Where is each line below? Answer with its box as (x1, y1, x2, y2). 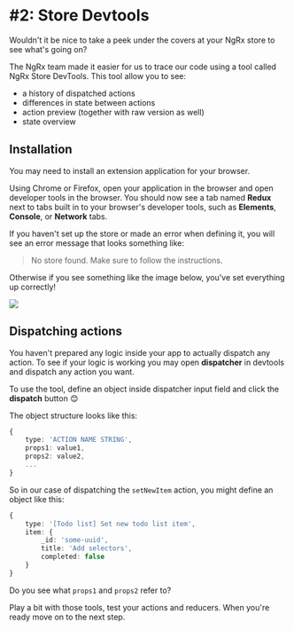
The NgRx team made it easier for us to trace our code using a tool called (9, 61, 277, 72)
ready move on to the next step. (9, 611, 126, 622)
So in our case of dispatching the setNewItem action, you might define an (9, 485, 274, 495)
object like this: (9, 493, 65, 504)
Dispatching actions (9, 324, 122, 339)
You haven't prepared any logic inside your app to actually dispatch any (9, 347, 271, 358)
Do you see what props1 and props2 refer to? (9, 585, 172, 596)
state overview (21, 116, 77, 127)
